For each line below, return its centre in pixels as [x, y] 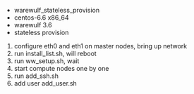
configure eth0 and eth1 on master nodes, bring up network [101, 46]
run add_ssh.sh [36, 76]
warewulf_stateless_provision [57, 10]
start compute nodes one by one [61, 68]
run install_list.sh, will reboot [55, 53]
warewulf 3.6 [33, 25]
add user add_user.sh [46, 83]
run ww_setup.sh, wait [47, 61]
